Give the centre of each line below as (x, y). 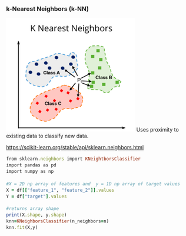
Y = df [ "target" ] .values (36, 196)
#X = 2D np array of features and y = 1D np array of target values (93, 184)
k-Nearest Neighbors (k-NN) (48, 9)
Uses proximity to (158, 130)
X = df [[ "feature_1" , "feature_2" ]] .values (60, 190)
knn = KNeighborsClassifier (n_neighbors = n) (58, 221)
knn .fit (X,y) (22, 227)
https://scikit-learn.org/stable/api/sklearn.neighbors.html (75, 147)
